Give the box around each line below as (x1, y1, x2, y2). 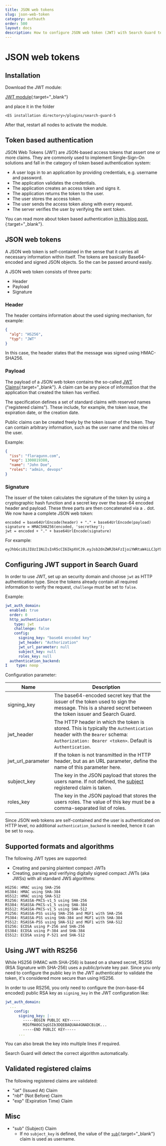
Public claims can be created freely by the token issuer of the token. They (5, 419, 156, 425)
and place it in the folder (5, 103, 55, 109)
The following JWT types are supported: (5, 855, 87, 861)
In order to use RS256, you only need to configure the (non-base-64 (5, 985, 144, 991)
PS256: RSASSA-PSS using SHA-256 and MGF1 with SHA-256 (5, 911, 123, 916)
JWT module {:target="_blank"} (5, 94, 68, 100)
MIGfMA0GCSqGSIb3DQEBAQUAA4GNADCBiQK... (23, 1023, 107, 1028)
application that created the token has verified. (5, 389, 100, 395)
